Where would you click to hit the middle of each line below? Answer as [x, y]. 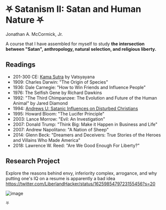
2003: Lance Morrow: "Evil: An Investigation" [59, 119]
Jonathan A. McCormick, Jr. [34, 34]
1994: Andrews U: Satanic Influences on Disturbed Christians [75, 108]
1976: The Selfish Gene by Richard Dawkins [57, 93]
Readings [21, 65]
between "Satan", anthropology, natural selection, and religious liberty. [81, 49]
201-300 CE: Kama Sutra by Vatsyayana [54, 77]
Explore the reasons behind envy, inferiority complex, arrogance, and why [81, 173]
